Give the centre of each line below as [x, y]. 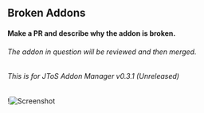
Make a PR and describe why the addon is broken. [92, 33]
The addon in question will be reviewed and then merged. [102, 52]
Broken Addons [47, 13]
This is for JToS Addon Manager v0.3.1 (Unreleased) [94, 76]
